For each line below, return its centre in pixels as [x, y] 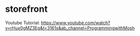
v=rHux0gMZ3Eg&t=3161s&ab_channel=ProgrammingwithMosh [70, 28]
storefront [26, 9]
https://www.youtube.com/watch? [75, 23]
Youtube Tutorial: [23, 23]
